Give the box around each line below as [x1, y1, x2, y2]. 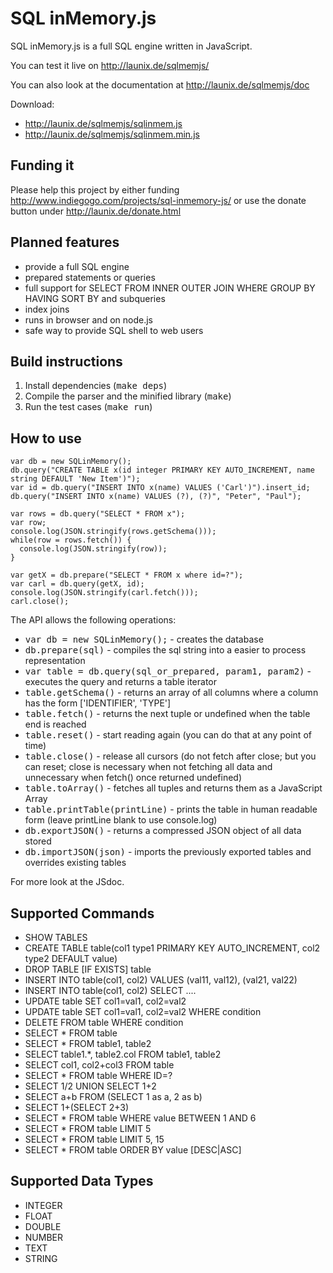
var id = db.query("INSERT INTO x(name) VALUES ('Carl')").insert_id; [10, 483, 311, 493]
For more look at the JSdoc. [10, 876, 125, 888]
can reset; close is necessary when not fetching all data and [24, 761, 273, 773]
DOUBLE [24, 1220, 62, 1232]
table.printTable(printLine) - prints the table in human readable [24, 803, 318, 816]
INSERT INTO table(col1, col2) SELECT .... [24, 985, 197, 996]
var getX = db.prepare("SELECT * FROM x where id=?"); [10, 570, 244, 581]
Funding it [10, 157, 75, 174]
